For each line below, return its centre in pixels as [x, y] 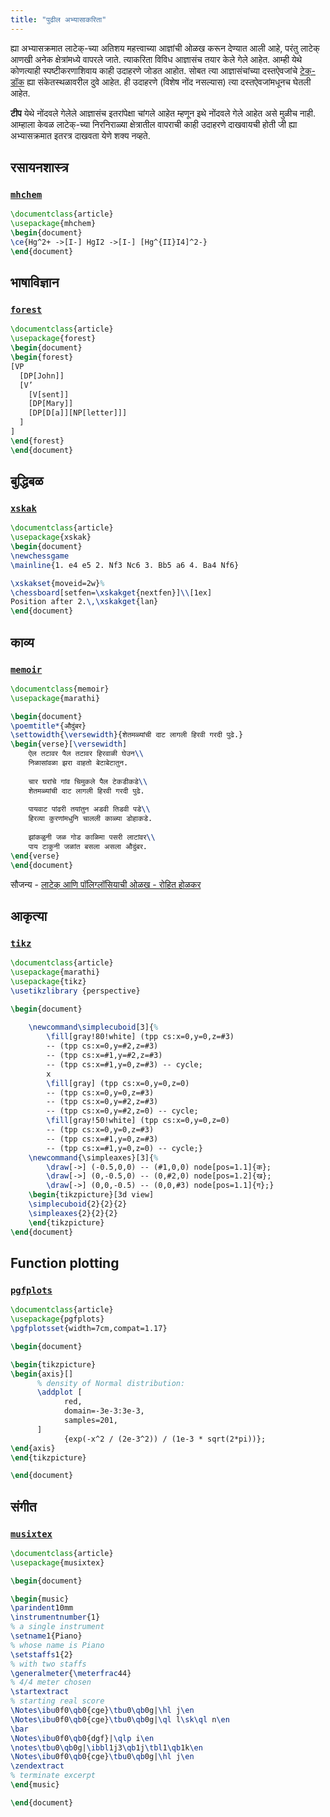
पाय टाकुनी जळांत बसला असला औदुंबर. [88, 846]
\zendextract [37, 1766]
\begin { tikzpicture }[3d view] [91, 1195]
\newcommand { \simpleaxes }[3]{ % [93, 1157]
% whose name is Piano [57, 1645]
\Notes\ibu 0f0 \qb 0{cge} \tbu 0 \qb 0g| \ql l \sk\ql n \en [120, 1719]
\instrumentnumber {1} [55, 1617]
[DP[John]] [42, 376]
